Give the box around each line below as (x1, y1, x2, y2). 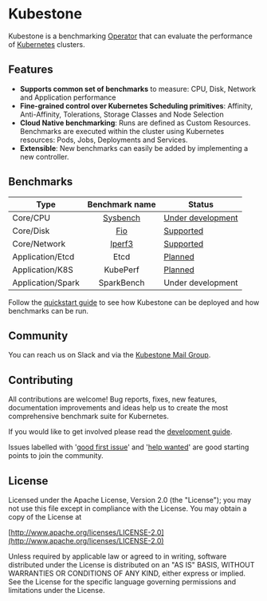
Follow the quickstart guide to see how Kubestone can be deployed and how (8, 297, 260, 307)
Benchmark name (87, 199, 156, 210)
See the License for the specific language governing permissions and (8, 577, 237, 587)
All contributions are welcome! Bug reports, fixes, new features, (8, 394, 218, 404)
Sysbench (102, 212, 141, 223)
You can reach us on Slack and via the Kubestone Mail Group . (8, 350, 211, 360)
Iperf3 (110, 238, 134, 249)
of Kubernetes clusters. (8, 39, 85, 49)
